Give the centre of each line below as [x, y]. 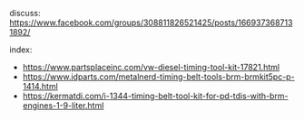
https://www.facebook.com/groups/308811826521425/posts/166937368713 [151, 23]
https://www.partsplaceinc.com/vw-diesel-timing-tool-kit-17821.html [151, 67]
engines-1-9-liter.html [63, 106]
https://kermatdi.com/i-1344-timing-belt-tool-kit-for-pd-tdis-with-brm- [155, 96]
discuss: [25, 13]
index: [21, 50]
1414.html [40, 86]
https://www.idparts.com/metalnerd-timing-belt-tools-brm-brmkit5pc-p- [158, 77]
